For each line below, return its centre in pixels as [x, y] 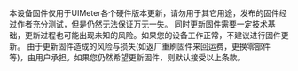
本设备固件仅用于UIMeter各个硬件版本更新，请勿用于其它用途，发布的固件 [144, 13]
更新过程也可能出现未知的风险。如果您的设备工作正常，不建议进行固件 [153, 35]
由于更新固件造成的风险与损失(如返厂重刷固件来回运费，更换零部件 [149, 46]
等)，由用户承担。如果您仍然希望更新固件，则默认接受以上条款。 [127, 57]
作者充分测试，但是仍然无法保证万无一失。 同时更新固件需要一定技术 [142, 24]
